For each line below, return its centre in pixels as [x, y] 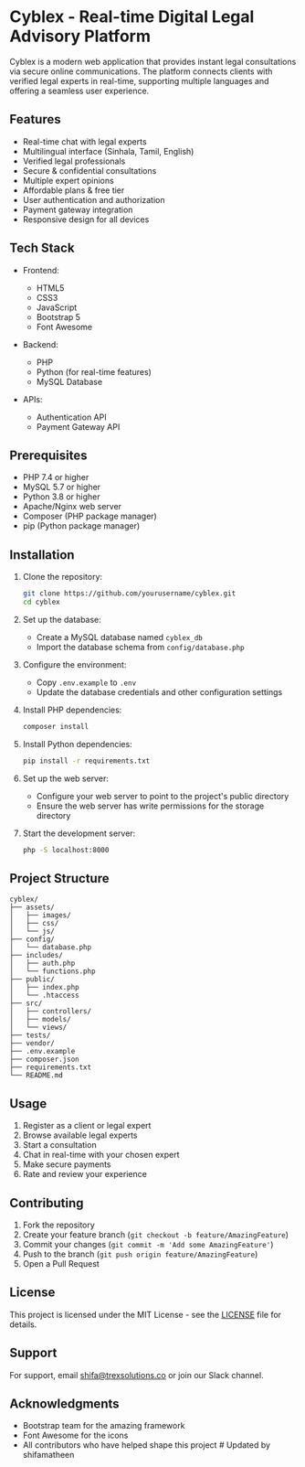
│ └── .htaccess [44, 996]
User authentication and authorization [94, 199]
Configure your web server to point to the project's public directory [163, 796]
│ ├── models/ [40, 1020]
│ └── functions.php [53, 971]
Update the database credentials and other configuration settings [159, 691]
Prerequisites [48, 455]
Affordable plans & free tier [74, 190]
